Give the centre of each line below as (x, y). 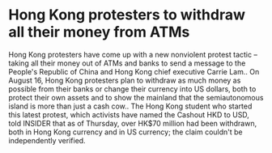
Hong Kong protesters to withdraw (127, 15)
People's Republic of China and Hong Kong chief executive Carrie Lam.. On (134, 71)
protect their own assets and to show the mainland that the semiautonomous (136, 97)
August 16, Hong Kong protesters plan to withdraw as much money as (125, 80)
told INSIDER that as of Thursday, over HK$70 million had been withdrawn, (133, 123)
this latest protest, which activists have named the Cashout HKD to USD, (129, 114)
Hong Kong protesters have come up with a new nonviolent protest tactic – (133, 54)
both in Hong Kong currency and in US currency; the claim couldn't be (125, 132)
